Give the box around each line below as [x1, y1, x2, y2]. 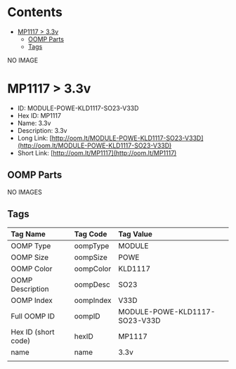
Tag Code [74, 229, 107, 239]
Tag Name [11, 229, 46, 239]
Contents [7, 4, 63, 20]
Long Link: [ [17, 134, 53, 142]
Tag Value [118, 229, 153, 239]
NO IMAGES [7, 188, 42, 196]
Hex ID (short [11, 327, 55, 337]
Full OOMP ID [11, 311, 55, 321]
